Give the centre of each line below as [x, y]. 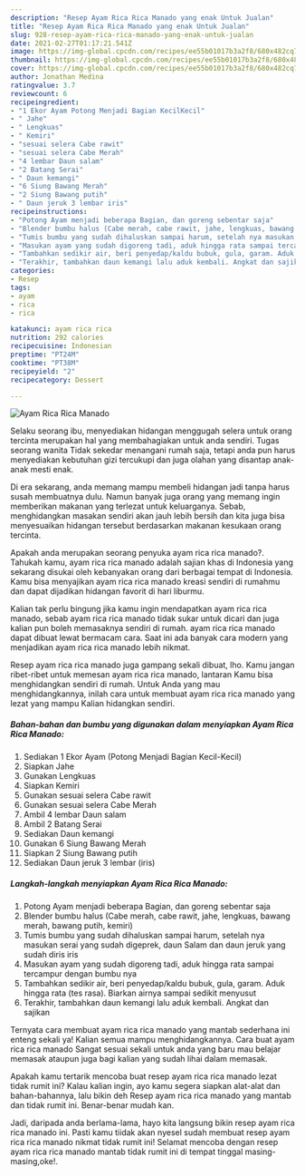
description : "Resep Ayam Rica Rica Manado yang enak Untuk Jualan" [142, 18]
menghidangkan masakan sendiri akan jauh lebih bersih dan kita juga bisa [148, 516]
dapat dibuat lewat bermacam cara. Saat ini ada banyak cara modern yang [149, 638]
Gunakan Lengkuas [59, 776]
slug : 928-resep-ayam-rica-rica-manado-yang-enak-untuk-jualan [132, 34]
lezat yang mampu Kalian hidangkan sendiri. [93, 704]
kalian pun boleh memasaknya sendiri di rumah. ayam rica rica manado [143, 628]
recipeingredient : [45, 102]
